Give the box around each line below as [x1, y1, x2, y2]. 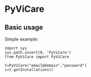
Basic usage [4, 23, 43, 32]
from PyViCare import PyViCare [4, 54, 69, 59]
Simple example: [4, 36, 39, 42]
